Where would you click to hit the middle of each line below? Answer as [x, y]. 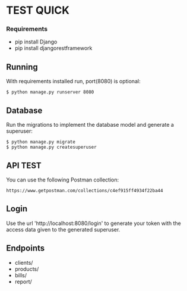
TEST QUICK [38, 10]
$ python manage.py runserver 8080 [50, 92]
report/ [23, 281]
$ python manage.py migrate [41, 142]
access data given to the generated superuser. [63, 229]
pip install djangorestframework [53, 48]
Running [22, 67]
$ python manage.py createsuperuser [51, 147]
